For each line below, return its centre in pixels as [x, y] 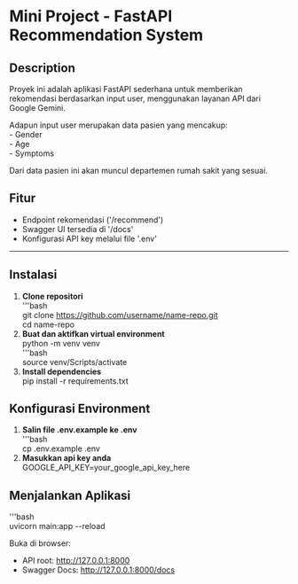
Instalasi [33, 275]
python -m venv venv [61, 343]
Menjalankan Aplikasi [70, 495]
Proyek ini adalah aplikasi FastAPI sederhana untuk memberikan [126, 89]
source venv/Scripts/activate [74, 362]
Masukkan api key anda [67, 458]
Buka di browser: [40, 543]
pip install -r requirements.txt [75, 381]
